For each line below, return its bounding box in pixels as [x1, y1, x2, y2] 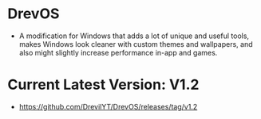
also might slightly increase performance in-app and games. [18, 48, 218, 57]
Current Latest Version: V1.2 [7, 76, 200, 94]
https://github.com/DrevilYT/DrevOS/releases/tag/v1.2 [18, 102, 198, 111]
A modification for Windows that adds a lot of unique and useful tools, [18, 31, 249, 40]
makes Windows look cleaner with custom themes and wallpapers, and [18, 39, 253, 48]
